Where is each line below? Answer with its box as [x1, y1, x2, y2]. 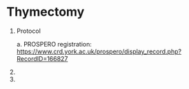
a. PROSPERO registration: [16, 40, 92, 48]
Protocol [16, 27, 41, 35]
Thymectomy [6, 4, 85, 20]
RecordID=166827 [16, 54, 68, 62]
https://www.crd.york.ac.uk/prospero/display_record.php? [16, 47, 182, 55]
